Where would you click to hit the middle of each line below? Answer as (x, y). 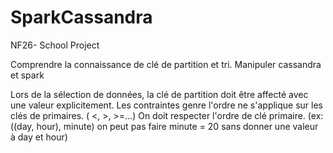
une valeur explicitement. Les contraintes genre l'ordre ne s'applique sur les (167, 105)
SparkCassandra (81, 17)
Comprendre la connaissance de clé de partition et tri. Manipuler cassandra (166, 64)
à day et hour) (39, 137)
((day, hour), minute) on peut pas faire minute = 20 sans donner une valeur (164, 126)
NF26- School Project (55, 45)
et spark (27, 75)
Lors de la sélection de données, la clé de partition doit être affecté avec (159, 94)
